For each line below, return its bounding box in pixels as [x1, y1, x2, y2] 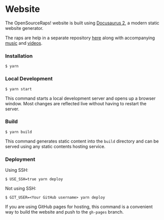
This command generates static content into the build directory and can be [5, 138, 159, 144]
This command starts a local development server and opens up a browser [5, 95, 156, 101]
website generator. [5, 25, 44, 31]
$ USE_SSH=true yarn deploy [5, 177, 63, 182]
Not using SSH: [5, 185, 36, 192]
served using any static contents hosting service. [5, 143, 106, 149]
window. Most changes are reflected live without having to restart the [5, 100, 147, 106]
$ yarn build [5, 129, 32, 135]
